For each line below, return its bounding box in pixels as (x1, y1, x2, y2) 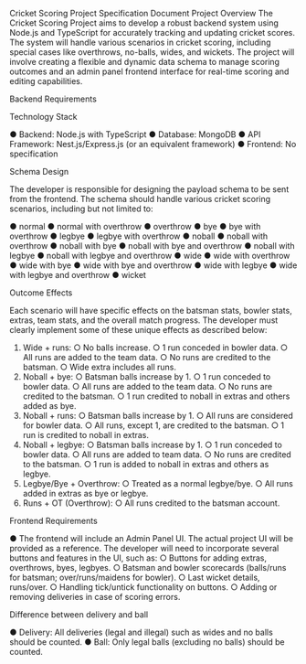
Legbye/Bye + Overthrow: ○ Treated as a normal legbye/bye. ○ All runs (22, 478, 294, 488)
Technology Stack (9, 112, 78, 122)
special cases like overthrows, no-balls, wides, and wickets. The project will (9, 47, 295, 58)
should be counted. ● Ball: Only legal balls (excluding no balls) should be (9, 637, 285, 648)
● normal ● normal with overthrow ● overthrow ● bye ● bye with (9, 221, 261, 231)
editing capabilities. (9, 76, 83, 86)
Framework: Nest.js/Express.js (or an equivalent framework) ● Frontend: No (9, 139, 297, 149)
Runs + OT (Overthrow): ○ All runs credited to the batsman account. (22, 498, 280, 509)
